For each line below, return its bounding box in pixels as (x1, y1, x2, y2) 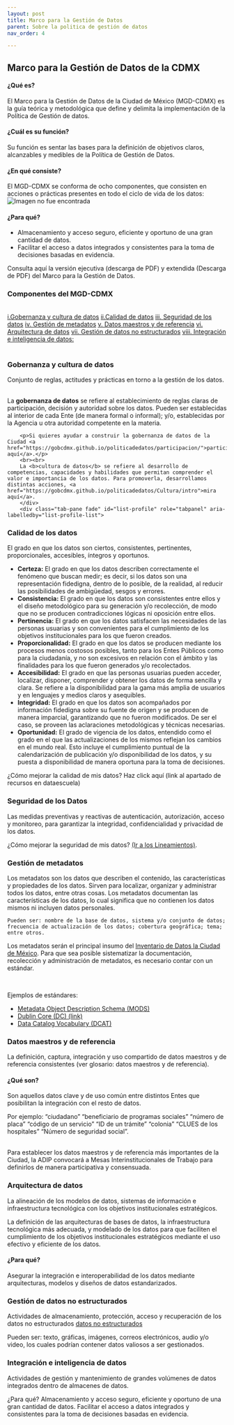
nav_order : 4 (7, 29, 45, 37)
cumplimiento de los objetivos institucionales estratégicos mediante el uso (7, 1232, 221, 1240)
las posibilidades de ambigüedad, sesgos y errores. (17, 587, 166, 595)
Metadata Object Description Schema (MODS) (17, 1004, 150, 1013)
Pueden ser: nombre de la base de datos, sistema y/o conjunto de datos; (7, 917, 226, 924)
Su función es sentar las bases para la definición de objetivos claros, (7, 143, 205, 152)
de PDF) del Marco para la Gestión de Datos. (7, 272, 136, 280)
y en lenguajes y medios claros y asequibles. (17, 691, 146, 700)
